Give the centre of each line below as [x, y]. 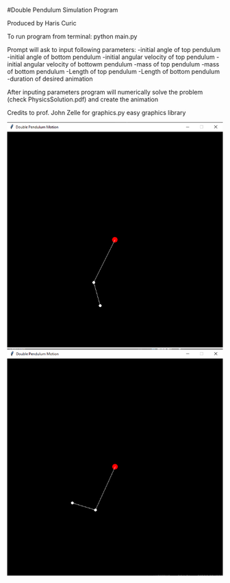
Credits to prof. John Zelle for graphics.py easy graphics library [97, 113]
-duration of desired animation [50, 79]
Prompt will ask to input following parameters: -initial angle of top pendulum [114, 50]
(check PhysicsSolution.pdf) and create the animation [83, 99]
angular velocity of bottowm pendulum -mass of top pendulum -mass [122, 64]
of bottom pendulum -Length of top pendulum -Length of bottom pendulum [114, 72]
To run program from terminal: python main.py [72, 36]
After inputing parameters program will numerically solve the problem [105, 92]
